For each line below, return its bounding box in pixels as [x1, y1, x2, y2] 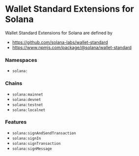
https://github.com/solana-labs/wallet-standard [12, 39, 108, 45]
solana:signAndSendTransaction [12, 131, 76, 136]
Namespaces [5, 57, 38, 63]
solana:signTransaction [12, 141, 61, 146]
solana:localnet [12, 107, 46, 113]
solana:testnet [12, 102, 44, 107]
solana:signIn [12, 136, 41, 141]
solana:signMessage [12, 146, 52, 151]
